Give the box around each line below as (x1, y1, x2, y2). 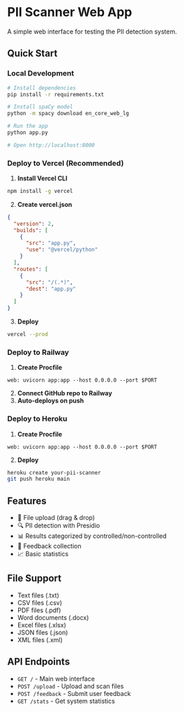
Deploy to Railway (7, 347, 70, 357)
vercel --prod (7, 331, 49, 338)
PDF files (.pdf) (17, 606, 61, 614)
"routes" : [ (13, 266, 49, 273)
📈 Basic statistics (17, 550, 69, 558)
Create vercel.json (17, 200, 72, 208)
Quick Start (7, 48, 58, 59)
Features (7, 495, 47, 507)
